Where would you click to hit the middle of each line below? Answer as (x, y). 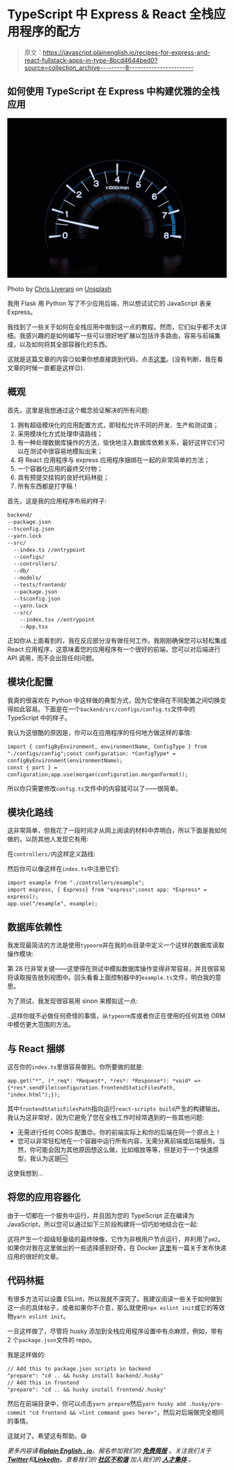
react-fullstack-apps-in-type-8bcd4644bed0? (91, 60)
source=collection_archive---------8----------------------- (109, 68)
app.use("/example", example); (53, 904)
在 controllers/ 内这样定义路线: (51, 854)
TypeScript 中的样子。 (39, 718)
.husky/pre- (206, 1404)
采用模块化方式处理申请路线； (60, 433)
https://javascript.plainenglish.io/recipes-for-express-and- (127, 52)
